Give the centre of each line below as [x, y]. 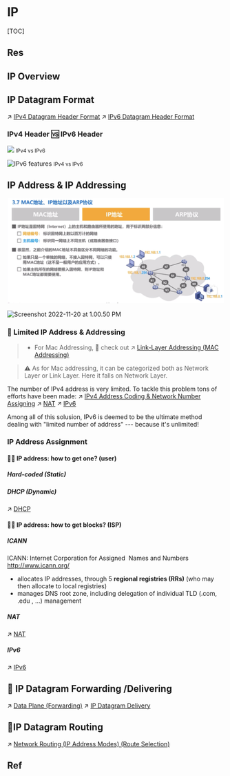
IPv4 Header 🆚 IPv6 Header [55, 134]
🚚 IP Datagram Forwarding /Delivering [90, 689]
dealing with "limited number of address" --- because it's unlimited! [103, 424]
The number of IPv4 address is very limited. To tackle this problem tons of [112, 389]
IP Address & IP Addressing [67, 185]
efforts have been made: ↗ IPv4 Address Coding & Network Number [104, 396]
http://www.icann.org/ [39, 565]
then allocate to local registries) [62, 586]
